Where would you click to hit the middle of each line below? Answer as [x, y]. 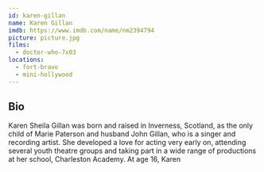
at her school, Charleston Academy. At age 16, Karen [95, 159]
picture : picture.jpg [44, 38]
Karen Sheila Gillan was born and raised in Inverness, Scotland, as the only [130, 126]
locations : [26, 60]
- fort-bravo [37, 67]
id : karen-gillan [37, 15]
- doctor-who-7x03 [46, 52]
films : [19, 45]
